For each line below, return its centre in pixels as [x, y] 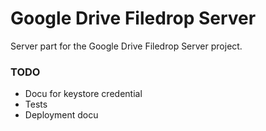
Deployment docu [61, 115]
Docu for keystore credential [83, 94]
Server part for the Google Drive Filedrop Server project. [126, 46]
